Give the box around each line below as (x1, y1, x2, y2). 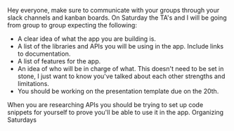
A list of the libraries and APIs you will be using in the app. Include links (17, 42, 223, 50)
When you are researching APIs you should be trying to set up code (7, 101, 204, 108)
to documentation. (17, 49, 71, 58)
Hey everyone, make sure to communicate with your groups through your (7, 6, 220, 14)
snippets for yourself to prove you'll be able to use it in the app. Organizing (7, 108, 223, 116)
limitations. (17, 80, 49, 87)
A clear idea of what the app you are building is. (17, 35, 157, 43)
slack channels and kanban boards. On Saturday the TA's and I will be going (7, 13, 227, 22)
